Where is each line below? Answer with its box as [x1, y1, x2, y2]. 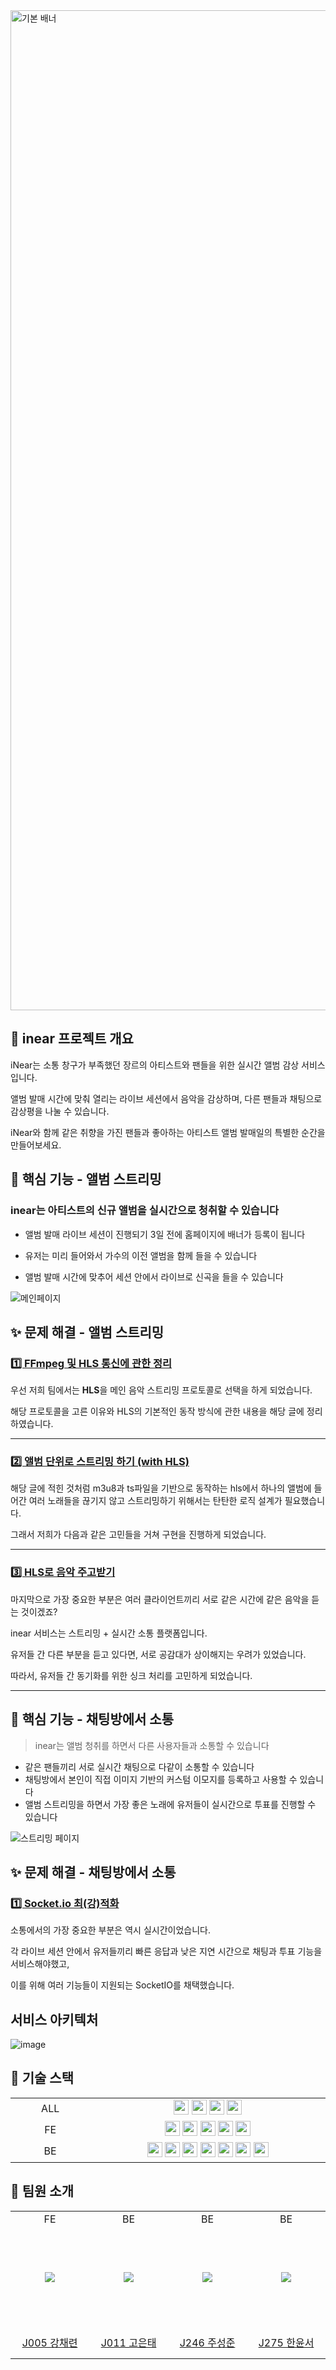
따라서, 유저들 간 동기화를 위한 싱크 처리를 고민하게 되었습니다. [10, 1669, 253, 1681]
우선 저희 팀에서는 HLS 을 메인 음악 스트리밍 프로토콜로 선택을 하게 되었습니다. [10, 1384, 313, 1396]
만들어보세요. [10, 1139, 62, 1151]
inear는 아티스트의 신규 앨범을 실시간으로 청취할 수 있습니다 [10, 1204, 280, 1218]
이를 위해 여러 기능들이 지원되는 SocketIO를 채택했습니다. [10, 1979, 235, 1991]
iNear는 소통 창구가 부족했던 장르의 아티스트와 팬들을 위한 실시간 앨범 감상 [10, 1059, 300, 1071]
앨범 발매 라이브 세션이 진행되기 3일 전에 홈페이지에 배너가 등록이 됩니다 [24, 1228, 306, 1240]
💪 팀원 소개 [10, 2183, 75, 2200]
